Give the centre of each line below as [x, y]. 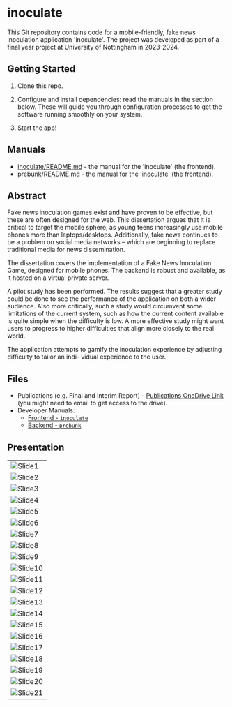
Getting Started [41, 69]
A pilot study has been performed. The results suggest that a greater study [115, 292]
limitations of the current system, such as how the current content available [116, 314]
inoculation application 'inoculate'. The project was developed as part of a [113, 39]
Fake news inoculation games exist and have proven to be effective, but [110, 213]
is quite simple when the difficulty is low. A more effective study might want [116, 321]
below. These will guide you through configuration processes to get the [119, 107]
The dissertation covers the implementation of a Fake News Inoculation [109, 263]
